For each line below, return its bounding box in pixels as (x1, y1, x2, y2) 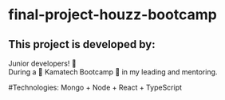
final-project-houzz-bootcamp (8, 6, 217, 24)
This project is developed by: (8, 38, 156, 51)
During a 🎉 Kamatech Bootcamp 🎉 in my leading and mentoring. (8, 67, 218, 77)
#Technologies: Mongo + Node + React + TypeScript (8, 82, 182, 92)
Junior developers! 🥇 (8, 58, 77, 68)
